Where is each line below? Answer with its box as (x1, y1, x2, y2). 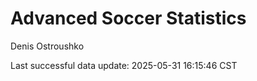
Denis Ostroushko (10, 40, 85, 52)
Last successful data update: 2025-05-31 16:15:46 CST (10, 59, 238, 71)
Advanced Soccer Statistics (10, 7, 247, 30)
